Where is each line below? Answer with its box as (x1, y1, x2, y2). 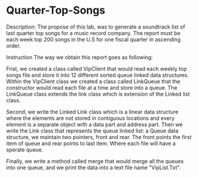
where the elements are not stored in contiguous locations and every (6, 114, 175, 122)
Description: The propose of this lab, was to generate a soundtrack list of (6, 23, 186, 30)
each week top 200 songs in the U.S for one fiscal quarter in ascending (6, 36, 181, 43)
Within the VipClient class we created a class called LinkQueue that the (6, 78, 181, 85)
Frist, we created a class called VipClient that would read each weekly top (6, 65, 187, 72)
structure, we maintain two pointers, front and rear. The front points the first (6, 133, 192, 140)
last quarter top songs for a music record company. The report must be (6, 29, 181, 36)
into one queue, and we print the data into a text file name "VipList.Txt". (6, 164, 181, 171)
